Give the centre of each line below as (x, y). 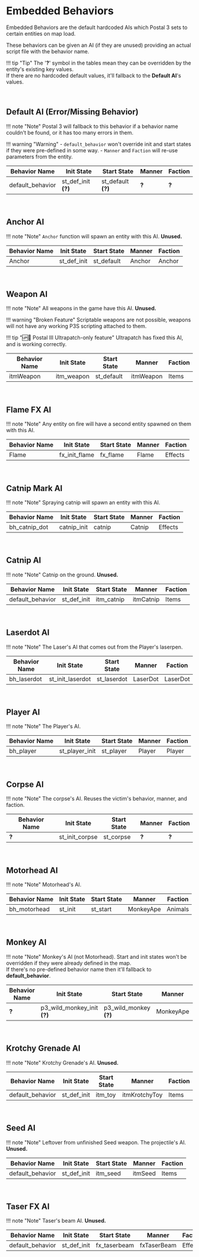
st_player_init (77, 751)
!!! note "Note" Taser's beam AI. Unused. (56, 1221)
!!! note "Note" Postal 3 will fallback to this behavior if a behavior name (92, 126)
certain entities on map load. (41, 33)
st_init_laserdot (70, 679)
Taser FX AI (28, 1206)
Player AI (23, 712)
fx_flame (112, 455)
